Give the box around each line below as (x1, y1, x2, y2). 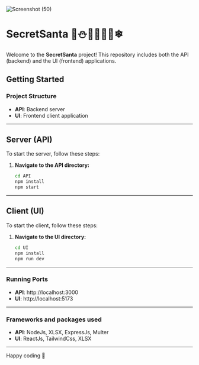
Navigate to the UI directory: (14, 233, 86, 240)
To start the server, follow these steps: (6, 150, 100, 157)
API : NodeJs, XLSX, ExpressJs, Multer (14, 329, 109, 336)
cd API (14, 173, 31, 179)
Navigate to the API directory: (14, 161, 90, 169)
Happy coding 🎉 (6, 352, 46, 359)
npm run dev (14, 256, 44, 261)
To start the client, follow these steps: (6, 222, 98, 229)
